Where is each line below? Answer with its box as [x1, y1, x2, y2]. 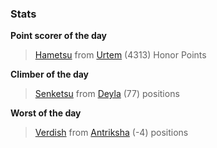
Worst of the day [10, 107, 82, 119]
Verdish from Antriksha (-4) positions [34, 127, 189, 139]
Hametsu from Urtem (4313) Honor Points [34, 49, 207, 61]
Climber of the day [10, 68, 90, 81]
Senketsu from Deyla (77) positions [34, 88, 180, 100]
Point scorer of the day [10, 30, 108, 42]
